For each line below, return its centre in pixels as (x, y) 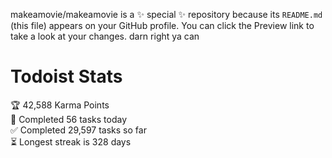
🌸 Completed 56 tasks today (69, 119)
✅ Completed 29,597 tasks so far (78, 130)
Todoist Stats (66, 76)
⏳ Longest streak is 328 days (71, 141)
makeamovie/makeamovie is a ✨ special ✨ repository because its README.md (166, 14)
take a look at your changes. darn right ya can (105, 36)
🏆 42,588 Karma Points (60, 105)
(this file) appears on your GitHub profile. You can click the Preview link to (162, 25)
